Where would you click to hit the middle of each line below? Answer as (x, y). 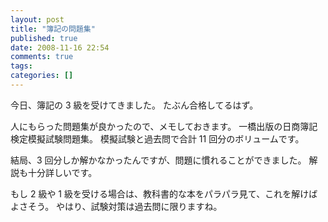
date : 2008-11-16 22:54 (60, 47)
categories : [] (42, 76)
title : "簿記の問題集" (53, 29)
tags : (21, 66)
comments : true (42, 57)
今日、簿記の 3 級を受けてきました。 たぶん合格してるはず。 (134, 105)
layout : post (37, 19)
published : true (44, 38)
